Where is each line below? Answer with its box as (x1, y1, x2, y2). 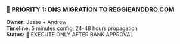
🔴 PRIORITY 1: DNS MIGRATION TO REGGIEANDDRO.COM (6, 5, 175, 13)
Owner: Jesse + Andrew (6, 19, 67, 26)
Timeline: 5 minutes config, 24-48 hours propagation (6, 25, 138, 32)
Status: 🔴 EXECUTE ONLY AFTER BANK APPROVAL (6, 31, 134, 38)
